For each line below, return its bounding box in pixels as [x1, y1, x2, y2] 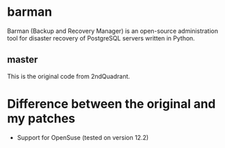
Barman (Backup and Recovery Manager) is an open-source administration [7, 27, 219, 35]
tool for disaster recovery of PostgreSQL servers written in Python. [7, 34, 195, 42]
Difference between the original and [7, 96, 216, 112]
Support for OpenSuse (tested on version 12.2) [16, 133, 149, 141]
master [7, 54, 38, 66]
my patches [7, 110, 75, 126]
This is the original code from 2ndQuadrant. [7, 72, 131, 80]
